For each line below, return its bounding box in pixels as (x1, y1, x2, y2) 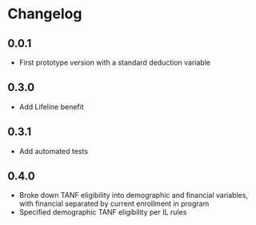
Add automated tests (18, 146, 89, 156)
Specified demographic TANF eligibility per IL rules (18, 207, 187, 217)
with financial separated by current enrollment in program (18, 199, 210, 208)
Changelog (7, 5, 82, 23)
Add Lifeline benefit (18, 101, 85, 112)
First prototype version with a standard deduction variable (18, 57, 211, 67)
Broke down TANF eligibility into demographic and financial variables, (18, 191, 249, 200)
